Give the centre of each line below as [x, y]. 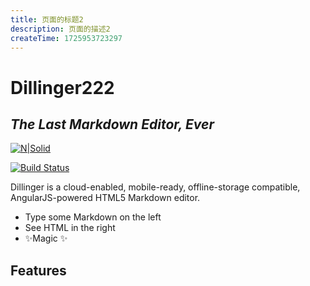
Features [38, 270]
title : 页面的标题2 [47, 19]
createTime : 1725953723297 [66, 38]
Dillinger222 [62, 87]
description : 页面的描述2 [60, 29]
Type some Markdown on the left [93, 217]
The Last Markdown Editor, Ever [112, 124]
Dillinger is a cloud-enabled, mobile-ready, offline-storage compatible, [155, 187]
